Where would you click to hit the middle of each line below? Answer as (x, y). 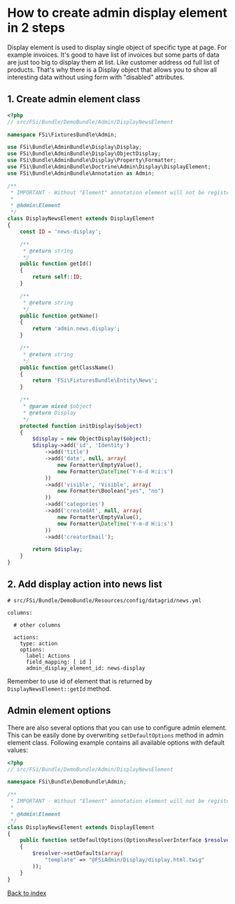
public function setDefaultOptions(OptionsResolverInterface (111, 840)
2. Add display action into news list (85, 584)
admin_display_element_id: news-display (85, 668)
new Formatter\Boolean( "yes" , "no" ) (111, 491)
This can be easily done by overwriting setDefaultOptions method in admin (115, 735)
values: (17, 750)
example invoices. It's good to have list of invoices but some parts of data (113, 55)
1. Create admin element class (74, 99)
